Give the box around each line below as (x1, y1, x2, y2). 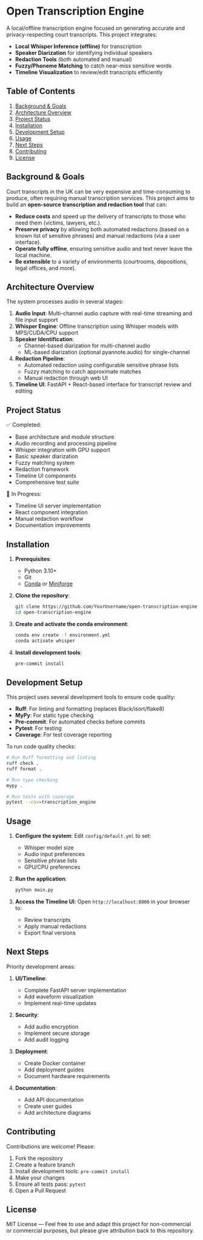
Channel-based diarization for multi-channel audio (24, 342, 150, 349)
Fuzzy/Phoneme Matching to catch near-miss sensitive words (15, 62, 171, 69)
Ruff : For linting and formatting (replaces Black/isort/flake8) (15, 705, 165, 712)
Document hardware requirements (24, 1072, 110, 1079)
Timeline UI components (15, 472, 77, 479)
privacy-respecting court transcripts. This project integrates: (6, 30, 158, 38)
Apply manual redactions (24, 923, 87, 930)
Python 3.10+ (24, 567, 58, 574)
